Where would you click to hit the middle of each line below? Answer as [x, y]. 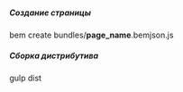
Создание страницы [50, 13]
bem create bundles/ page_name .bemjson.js [91, 35]
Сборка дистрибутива [54, 55]
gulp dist [26, 78]
